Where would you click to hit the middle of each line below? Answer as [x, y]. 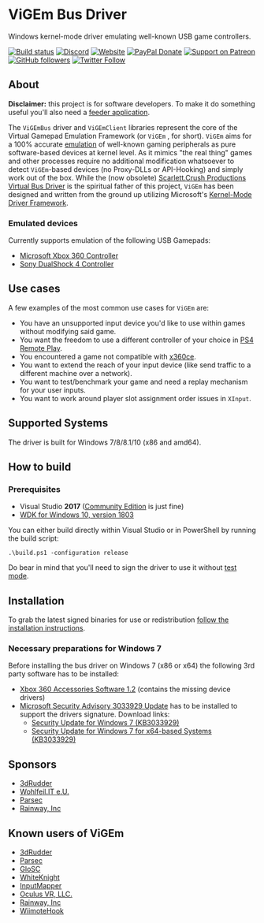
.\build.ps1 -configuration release [68, 553]
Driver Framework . [38, 203]
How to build [40, 467]
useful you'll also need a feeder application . [79, 112]
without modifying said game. [68, 331]
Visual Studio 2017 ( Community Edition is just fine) [102, 507]
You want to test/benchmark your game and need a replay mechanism [134, 381]
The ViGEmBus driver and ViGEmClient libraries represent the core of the [123, 127]
